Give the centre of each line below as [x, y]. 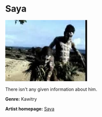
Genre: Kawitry [21, 99]
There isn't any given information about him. [51, 89]
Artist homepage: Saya [30, 108]
